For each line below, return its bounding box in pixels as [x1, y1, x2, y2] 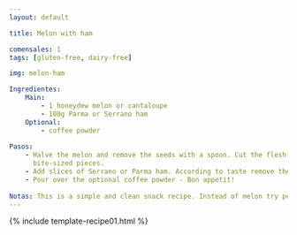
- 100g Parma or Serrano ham [41, 110, 148, 118]
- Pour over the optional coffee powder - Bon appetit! [25, 175, 236, 184]
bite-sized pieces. [32, 159, 104, 168]
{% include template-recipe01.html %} [9, 216, 148, 226]
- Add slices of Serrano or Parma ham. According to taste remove [25, 167, 275, 176]
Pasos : [9, 142, 34, 151]
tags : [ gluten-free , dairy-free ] [9, 53, 133, 62]
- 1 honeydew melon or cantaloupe [41, 102, 168, 110]
